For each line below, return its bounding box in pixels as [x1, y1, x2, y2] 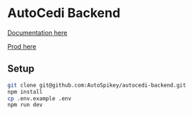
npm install [7, 88, 43, 95]
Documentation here [7, 28, 68, 37]
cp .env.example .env [7, 94, 72, 102]
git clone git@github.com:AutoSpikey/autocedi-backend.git [7, 82, 187, 89]
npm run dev [7, 102, 43, 109]
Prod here [7, 42, 37, 50]
